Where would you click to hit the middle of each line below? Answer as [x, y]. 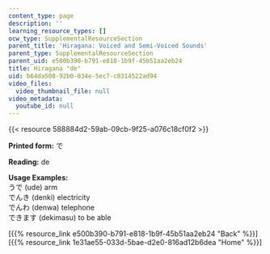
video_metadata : [36, 99]
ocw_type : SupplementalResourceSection [76, 38]
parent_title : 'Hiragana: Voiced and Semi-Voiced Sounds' [108, 46]
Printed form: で [36, 146]
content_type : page [41, 16]
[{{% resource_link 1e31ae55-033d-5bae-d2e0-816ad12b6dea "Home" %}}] [135, 243]
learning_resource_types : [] [57, 31]
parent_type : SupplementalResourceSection [81, 53]
